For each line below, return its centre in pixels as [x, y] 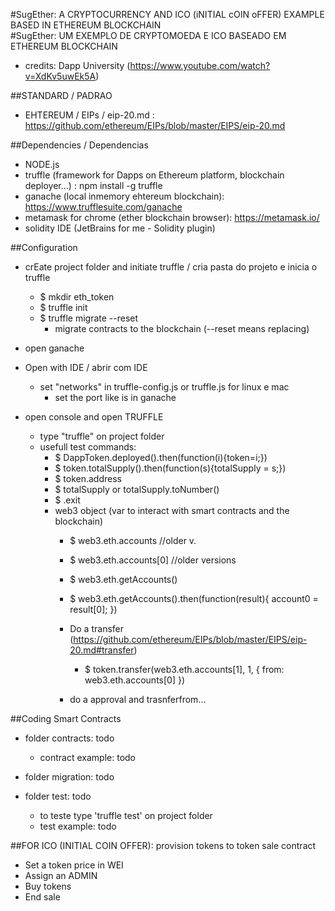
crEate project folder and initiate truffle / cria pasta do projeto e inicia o [171, 267]
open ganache [54, 348]
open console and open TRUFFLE [94, 417]
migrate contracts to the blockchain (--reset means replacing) [182, 328]
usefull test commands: [88, 447]
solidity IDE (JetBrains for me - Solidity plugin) [120, 228]
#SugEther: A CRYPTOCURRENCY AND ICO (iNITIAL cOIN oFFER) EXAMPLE [167, 14]
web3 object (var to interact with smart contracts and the [172, 510]
